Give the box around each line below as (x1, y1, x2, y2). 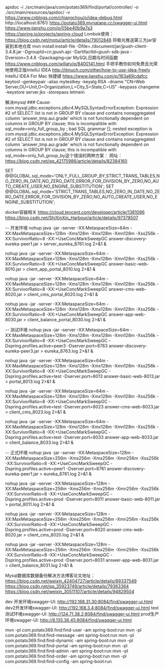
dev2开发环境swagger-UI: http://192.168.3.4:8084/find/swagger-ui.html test (5, 605, 159, 610)
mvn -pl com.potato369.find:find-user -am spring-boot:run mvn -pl (5, 627, 142, 633)
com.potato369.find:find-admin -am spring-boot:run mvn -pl (5, 648, 129, 654)
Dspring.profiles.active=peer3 (5, 343, 66, 349)
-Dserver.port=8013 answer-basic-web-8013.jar (62, 373, 160, 379)
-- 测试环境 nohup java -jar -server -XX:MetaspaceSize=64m (5, 327, 130, 333)
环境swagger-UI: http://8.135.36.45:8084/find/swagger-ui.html (5, 617, 132, 623)
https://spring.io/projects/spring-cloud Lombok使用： (5, 31, 114, 36)
